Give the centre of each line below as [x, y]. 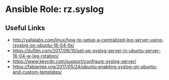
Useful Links [25, 28]
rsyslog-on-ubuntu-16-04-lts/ [43, 45]
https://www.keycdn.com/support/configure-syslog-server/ [74, 61]
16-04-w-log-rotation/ [35, 56]
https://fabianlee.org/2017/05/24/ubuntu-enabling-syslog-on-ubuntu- [85, 67]
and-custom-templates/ [37, 72]
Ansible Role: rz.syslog [55, 9]
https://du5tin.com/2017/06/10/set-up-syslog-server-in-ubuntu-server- [87, 51]
